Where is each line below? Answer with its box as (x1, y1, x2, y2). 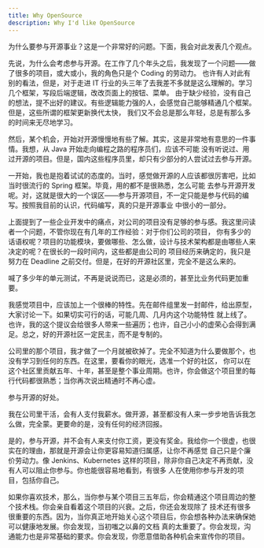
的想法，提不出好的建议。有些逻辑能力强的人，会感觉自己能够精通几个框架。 (8, 98, 256, 107)
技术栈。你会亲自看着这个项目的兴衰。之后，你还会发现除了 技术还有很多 (14, 501, 251, 511)
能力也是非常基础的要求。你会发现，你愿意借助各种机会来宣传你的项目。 (14, 531, 249, 541)
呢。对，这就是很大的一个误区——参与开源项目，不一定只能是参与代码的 (8, 190, 242, 199)
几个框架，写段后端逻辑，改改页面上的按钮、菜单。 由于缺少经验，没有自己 (8, 88, 251, 97)
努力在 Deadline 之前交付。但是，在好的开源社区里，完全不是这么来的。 (8, 256, 240, 266)
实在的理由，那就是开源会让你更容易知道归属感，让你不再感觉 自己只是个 (8, 445, 244, 455)
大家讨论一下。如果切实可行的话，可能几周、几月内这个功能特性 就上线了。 (8, 309, 251, 319)
